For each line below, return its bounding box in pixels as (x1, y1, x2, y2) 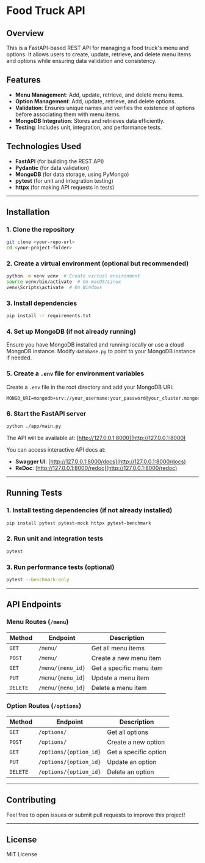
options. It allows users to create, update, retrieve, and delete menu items (6, 51, 192, 58)
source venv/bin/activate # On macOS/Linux (6, 279, 121, 285)
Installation (6, 207, 50, 218)
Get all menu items (91, 644, 145, 652)
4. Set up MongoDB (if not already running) (6, 328, 136, 336)
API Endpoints (6, 600, 62, 610)
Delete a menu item (91, 683, 147, 692)
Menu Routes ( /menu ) (6, 618, 69, 626)
